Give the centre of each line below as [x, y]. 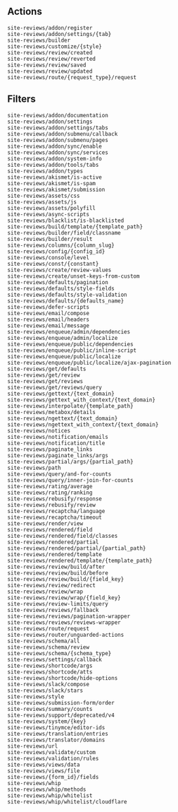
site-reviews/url [33, 746]
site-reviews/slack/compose [49, 684]
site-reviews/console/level [49, 257]
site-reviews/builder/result [50, 239]
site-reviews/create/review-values [59, 270]
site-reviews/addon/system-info [55, 158]
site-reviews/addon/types [45, 171]
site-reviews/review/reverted [52, 59]
